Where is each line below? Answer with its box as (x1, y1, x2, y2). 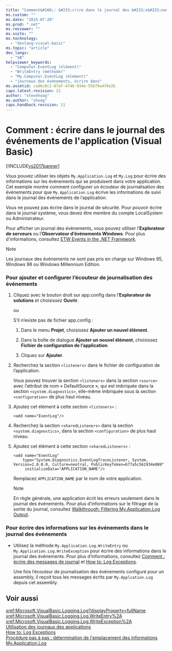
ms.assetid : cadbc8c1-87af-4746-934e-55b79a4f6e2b (6, 83, 116, 88)
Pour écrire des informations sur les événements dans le (6, 524, 149, 532)
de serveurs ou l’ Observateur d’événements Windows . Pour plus (6, 231, 145, 237)
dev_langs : (6, 50, 29, 55)
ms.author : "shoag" (6, 98, 47, 103)
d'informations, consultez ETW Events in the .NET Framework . (6, 236, 137, 243)
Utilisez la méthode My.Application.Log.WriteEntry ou (13, 542, 128, 548)
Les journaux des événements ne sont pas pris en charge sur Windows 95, (6, 256, 163, 262)
